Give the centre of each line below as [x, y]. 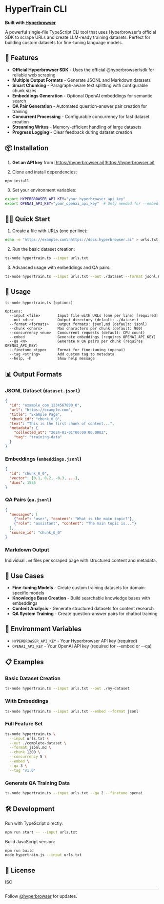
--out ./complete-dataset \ [38, 743]
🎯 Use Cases [25, 576]
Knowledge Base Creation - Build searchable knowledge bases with [81, 598]
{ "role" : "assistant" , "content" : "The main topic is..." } [75, 523]
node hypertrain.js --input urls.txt [43, 855]
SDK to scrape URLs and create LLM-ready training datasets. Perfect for [78, 37]
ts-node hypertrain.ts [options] [39, 303]
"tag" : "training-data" [38, 437]
